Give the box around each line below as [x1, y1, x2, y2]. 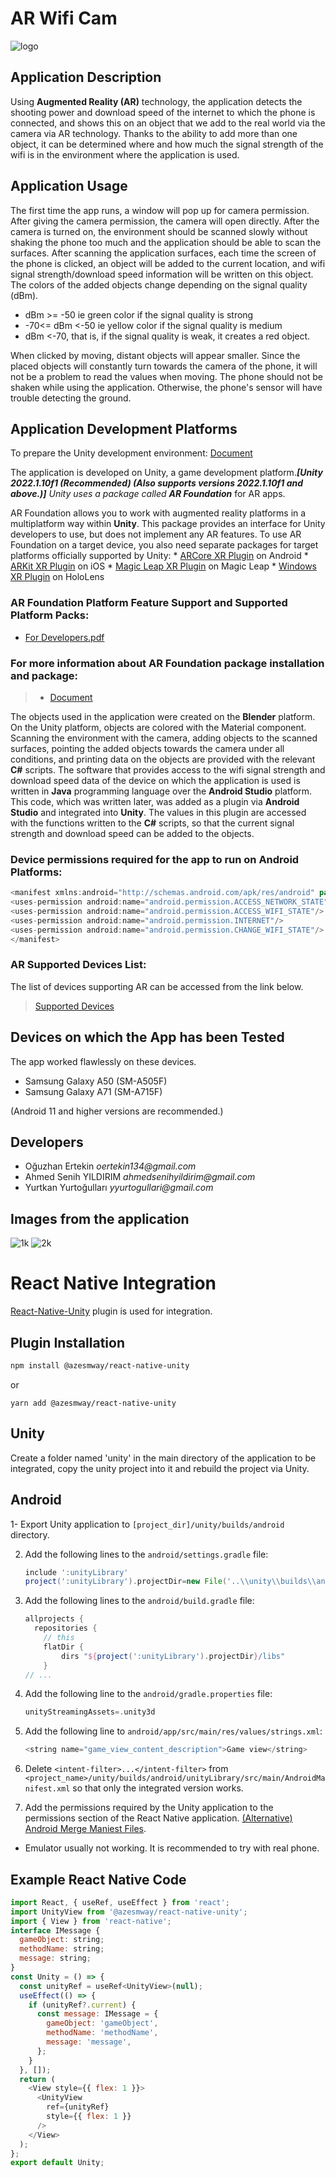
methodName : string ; [19, 1944, 105, 1954]
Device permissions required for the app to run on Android [10, 852, 300, 866]
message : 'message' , [46, 2037, 132, 2047]
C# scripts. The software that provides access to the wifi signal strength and [10, 763, 326, 776]
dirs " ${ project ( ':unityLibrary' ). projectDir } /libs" [61, 1651, 286, 1661]
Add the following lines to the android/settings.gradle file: [24, 1548, 269, 1560]
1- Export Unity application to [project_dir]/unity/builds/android [10, 1518, 285, 1530]
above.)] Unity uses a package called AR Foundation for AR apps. [10, 488, 286, 500]
